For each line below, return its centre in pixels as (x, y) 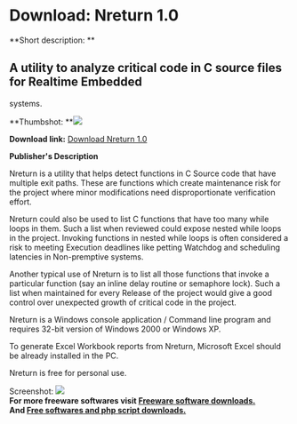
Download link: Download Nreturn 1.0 (78, 139)
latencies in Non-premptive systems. (76, 256)
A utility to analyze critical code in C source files (146, 68)
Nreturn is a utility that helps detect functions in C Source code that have (143, 173)
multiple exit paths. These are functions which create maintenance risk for (145, 182)
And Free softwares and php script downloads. (98, 410)
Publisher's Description (54, 156)
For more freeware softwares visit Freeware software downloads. (132, 400)
